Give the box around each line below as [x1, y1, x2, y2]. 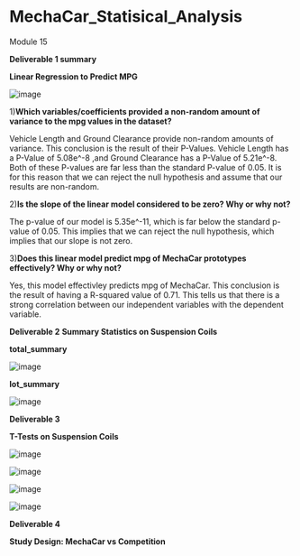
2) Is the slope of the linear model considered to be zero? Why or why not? [9, 199, 291, 209]
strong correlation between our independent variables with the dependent [9, 299, 284, 310]
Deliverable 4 [9, 518, 60, 529]
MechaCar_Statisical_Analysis [9, 6, 243, 27]
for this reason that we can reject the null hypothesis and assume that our [9, 171, 283, 182]
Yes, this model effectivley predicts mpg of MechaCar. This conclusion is [9, 280, 280, 291]
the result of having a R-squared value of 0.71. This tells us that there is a [9, 289, 280, 300]
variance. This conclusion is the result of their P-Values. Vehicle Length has [9, 143, 289, 153]
